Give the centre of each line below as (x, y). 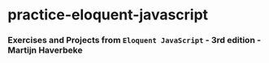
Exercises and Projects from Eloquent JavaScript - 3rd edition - (134, 40)
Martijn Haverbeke (45, 50)
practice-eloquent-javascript (108, 15)
